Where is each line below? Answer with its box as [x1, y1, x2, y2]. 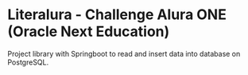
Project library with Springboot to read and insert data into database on [7, 49, 241, 58]
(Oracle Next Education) [7, 22, 170, 41]
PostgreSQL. [7, 57, 49, 67]
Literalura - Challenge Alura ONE [7, 6, 227, 24]
